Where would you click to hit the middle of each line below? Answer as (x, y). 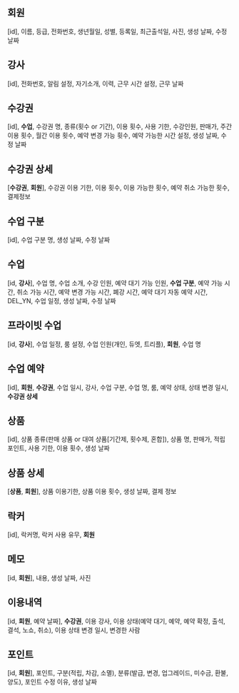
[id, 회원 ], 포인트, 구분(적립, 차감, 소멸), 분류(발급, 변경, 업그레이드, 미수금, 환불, (118, 673)
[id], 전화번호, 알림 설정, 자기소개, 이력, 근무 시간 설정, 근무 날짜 (96, 84)
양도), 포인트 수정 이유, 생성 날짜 (52, 682)
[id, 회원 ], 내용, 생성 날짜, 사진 (49, 577)
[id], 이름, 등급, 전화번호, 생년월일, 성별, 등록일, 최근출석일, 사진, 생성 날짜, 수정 (117, 31)
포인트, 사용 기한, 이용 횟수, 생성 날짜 (59, 448)
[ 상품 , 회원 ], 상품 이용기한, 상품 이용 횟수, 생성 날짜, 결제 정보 (92, 492)
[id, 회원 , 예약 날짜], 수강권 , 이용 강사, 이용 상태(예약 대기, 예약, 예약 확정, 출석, (117, 621)
